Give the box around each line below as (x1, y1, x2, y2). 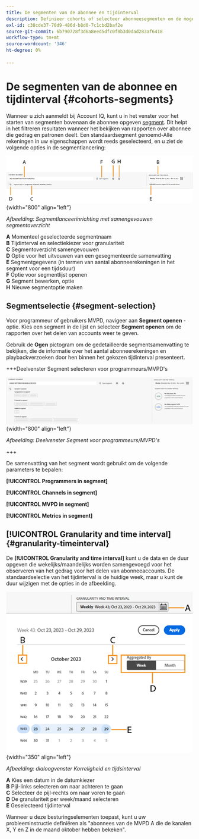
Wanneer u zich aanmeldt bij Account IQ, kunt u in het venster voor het (6, 112, 179, 119)
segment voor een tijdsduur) (6, 265, 76, 272)
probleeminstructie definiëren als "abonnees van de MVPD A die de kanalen (6, 820, 192, 827)
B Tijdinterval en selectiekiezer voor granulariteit (6, 239, 124, 246)
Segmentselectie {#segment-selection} (6, 301, 156, 311)
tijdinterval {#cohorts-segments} (6, 92, 174, 106)
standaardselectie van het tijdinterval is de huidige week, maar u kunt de (6, 573, 183, 580)
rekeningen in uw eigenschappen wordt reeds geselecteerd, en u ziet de (6, 137, 184, 145)
